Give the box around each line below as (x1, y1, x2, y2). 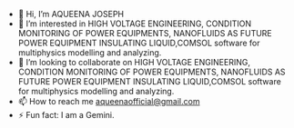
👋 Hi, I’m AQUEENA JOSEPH (17, 9, 125, 19)
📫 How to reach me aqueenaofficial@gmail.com (17, 96, 200, 106)
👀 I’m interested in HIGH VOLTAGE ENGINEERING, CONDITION (17, 18, 252, 29)
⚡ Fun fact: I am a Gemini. (17, 110, 116, 120)
